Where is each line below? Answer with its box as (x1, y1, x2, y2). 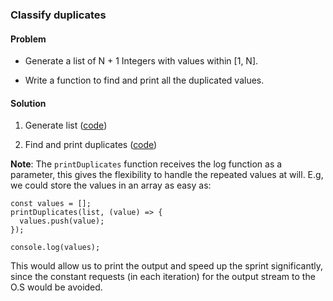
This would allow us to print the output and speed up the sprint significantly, (10, 260, 324, 272)
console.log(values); (10, 243, 101, 253)
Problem (10, 33, 47, 45)
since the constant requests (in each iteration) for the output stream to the (10, 271, 316, 283)
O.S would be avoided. (10, 281, 103, 293)
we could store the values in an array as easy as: (10, 179, 212, 192)
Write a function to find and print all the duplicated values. (24, 74, 265, 87)
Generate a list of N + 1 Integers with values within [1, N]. (24, 55, 259, 67)
